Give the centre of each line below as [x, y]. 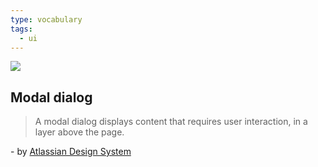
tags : [21, 29]
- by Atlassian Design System [71, 152]
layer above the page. [79, 132]
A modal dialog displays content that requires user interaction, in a [171, 122]
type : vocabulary [46, 19]
